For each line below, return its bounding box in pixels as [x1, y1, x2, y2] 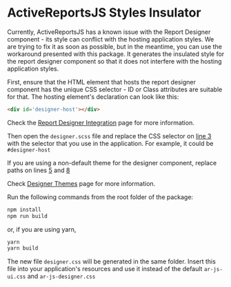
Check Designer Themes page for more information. [7, 179, 156, 187]
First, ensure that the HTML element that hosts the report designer [7, 77, 197, 86]
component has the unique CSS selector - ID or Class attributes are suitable [7, 85, 223, 93]
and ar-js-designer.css [27, 272, 96, 281]
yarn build [7, 245, 39, 252]
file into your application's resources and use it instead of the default [7, 265, 203, 273]
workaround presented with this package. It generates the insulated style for [7, 50, 225, 58]
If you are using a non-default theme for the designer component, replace [7, 158, 217, 167]
